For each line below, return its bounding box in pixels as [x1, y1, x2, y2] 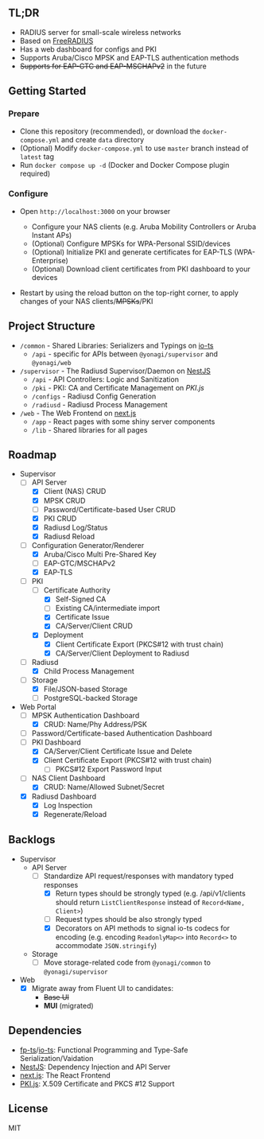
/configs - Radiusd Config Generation [31, 391, 157, 401]
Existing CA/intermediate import [55, 604, 161, 613]
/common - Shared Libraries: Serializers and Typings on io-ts [19, 340, 214, 350]
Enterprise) [31, 255, 69, 265]
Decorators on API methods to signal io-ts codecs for [55, 923, 231, 933]
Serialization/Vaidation [19, 1053, 94, 1063]
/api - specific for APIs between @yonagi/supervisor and [31, 349, 219, 359]
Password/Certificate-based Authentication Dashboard [31, 729, 212, 738]
